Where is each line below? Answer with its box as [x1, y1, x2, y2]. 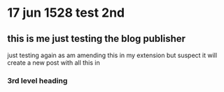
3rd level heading [7, 75, 68, 85]
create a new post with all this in [7, 59, 100, 67]
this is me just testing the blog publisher [7, 33, 186, 45]
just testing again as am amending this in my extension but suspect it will [7, 51, 218, 59]
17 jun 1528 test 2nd [7, 5, 125, 21]
